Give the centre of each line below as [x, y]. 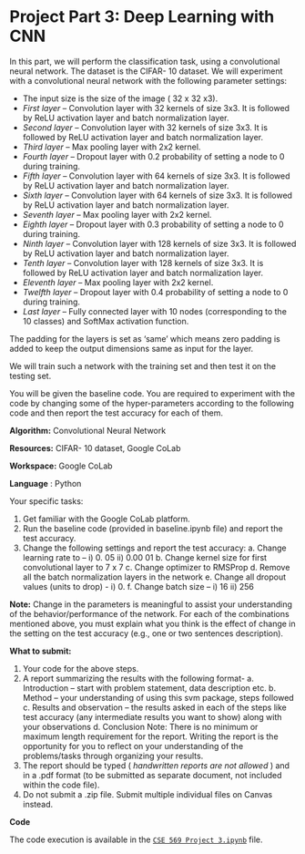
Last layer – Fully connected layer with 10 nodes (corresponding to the [154, 311]
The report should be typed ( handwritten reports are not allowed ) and [156, 765]
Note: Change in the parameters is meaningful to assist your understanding [151, 604]
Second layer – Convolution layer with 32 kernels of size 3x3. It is [145, 127]
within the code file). [61, 785]
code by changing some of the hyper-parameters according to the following [152, 403]
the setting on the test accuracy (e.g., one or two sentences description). [147, 633]
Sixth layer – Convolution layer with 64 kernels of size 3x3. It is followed [158, 195]
